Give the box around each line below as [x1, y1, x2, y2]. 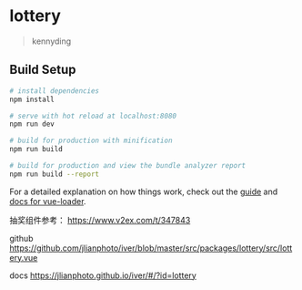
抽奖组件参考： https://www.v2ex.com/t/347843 [9, 214, 191, 225]
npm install [9, 95, 55, 104]
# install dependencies [9, 86, 100, 96]
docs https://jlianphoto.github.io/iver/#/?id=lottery [9, 270, 197, 281]
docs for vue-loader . [9, 195, 86, 206]
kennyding [31, 36, 72, 47]
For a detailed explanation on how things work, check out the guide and [9, 186, 278, 197]
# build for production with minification [9, 136, 173, 146]
